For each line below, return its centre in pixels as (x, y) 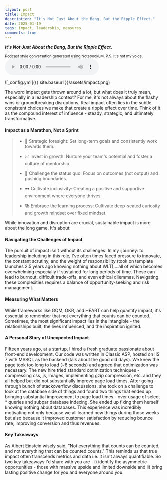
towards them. (40, 147)
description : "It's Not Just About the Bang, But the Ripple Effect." (80, 19)
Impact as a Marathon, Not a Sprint (42, 130)
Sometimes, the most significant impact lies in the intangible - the (72, 321)
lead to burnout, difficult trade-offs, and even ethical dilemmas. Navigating (82, 277)
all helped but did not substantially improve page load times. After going (79, 381)
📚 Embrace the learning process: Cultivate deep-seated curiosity (92, 206)
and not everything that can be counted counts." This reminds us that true (81, 451)
